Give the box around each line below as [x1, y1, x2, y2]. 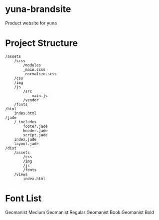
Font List [5, 193, 42, 204]
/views [14, 172, 28, 177]
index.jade [14, 137, 37, 142]
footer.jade [23, 124, 48, 129]
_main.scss [23, 67, 46, 72]
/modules [23, 62, 41, 68]
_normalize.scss [23, 71, 57, 76]
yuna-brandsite [5, 3, 71, 15]
